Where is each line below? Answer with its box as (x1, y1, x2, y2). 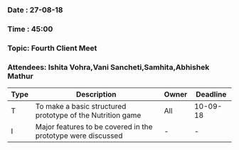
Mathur (7, 71, 33, 81)
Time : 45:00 (7, 23, 53, 33)
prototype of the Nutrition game (35, 110, 142, 120)
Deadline (195, 90, 227, 100)
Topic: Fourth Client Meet (7, 43, 97, 53)
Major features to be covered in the (35, 122, 153, 132)
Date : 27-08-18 (7, 5, 63, 15)
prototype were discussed (35, 131, 123, 141)
